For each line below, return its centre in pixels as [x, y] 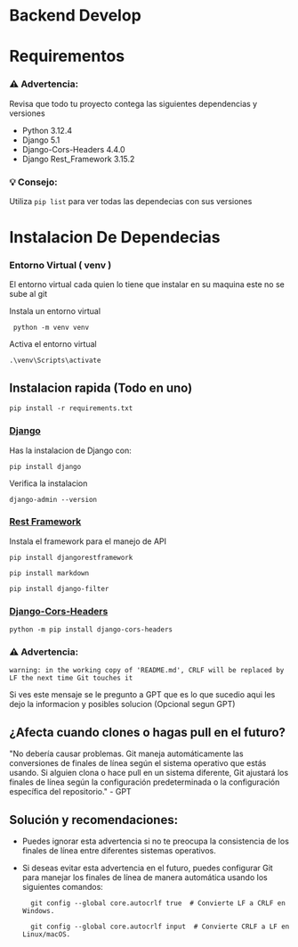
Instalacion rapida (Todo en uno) [101, 387]
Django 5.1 [41, 140]
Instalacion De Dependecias [115, 238]
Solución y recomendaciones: [94, 820]
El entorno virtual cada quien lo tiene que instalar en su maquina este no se [147, 284]
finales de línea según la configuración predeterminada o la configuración [145, 782]
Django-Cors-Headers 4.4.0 [74, 149]
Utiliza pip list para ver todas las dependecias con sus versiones [131, 201]
